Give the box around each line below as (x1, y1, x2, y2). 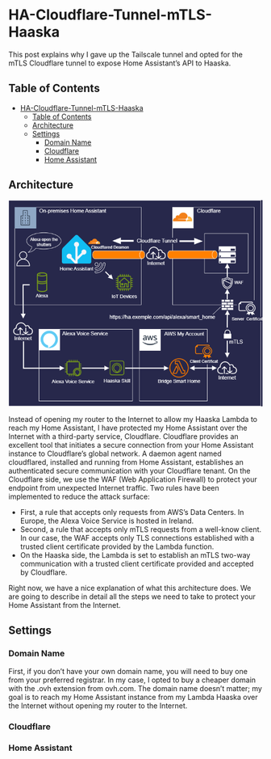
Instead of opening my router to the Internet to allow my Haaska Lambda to (8, 414, 258, 424)
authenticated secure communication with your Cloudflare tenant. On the (8, 466, 251, 475)
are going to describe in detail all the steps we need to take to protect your (8, 592, 256, 601)
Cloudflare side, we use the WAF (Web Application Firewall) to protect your (8, 474, 258, 484)
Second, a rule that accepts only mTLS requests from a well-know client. (19, 524, 262, 534)
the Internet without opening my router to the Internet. (8, 701, 188, 711)
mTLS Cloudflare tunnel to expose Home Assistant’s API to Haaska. (8, 58, 231, 68)
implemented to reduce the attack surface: (8, 491, 151, 501)
